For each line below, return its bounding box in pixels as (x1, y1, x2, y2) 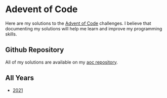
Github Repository (5, 45, 64, 54)
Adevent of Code (5, 4, 78, 15)
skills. (5, 31, 17, 37)
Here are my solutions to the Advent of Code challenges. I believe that (5, 20, 151, 26)
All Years (5, 74, 34, 82)
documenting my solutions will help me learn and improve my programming (5, 25, 162, 31)
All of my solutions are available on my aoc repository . (5, 59, 118, 65)
